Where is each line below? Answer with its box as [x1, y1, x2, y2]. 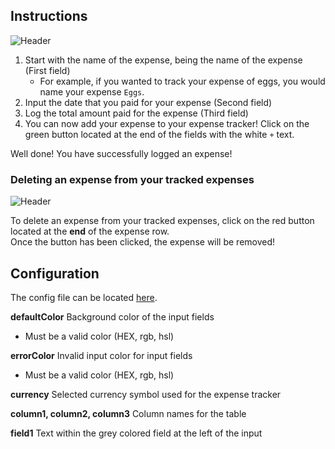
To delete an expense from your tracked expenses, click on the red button [10, 215, 315, 227]
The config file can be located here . [10, 291, 158, 303]
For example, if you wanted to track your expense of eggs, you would [39, 75, 326, 87]
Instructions [10, 8, 88, 25]
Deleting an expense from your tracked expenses [10, 172, 255, 186]
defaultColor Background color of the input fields [10, 310, 215, 323]
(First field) [24, 64, 71, 76]
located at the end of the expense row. [10, 225, 170, 238]
